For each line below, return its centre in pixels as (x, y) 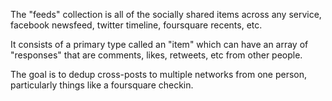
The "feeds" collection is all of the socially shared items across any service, (166, 14)
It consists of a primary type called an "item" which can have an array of (159, 44)
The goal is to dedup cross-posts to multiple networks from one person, (159, 74)
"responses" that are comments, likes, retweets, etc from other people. (156, 55)
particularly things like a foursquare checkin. (102, 85)
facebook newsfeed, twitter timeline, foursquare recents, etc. (136, 25)
